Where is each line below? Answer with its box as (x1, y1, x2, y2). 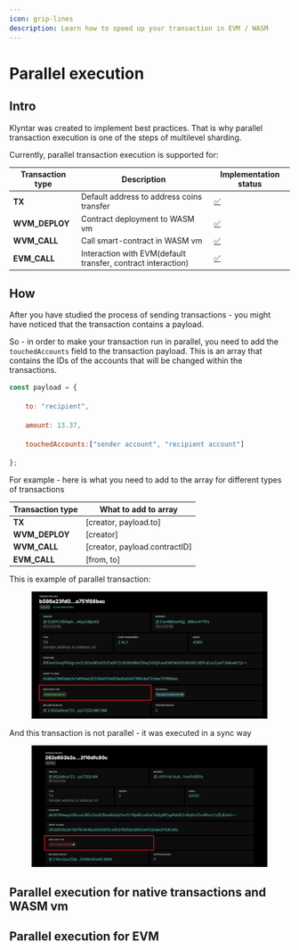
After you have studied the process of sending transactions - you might (9, 310, 271, 320)
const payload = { (9, 384, 77, 392)
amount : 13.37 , (25, 420, 82, 430)
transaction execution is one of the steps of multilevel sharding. (9, 132, 242, 143)
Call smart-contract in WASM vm (81, 235, 203, 246)
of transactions (9, 484, 65, 495)
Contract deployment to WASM (81, 213, 195, 224)
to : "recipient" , (25, 402, 90, 411)
